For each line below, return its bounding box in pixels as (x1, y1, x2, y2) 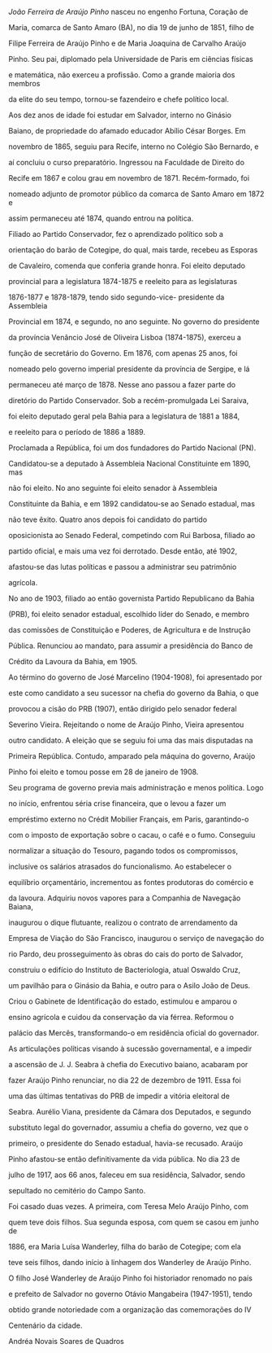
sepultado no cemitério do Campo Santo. (8, 1186, 146, 1195)
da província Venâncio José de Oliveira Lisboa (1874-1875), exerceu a (8, 333, 242, 342)
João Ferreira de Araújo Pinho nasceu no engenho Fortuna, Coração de (8, 7, 248, 16)
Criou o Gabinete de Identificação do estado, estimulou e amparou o (8, 996, 238, 1006)
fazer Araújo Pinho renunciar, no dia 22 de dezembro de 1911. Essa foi (8, 1075, 241, 1085)
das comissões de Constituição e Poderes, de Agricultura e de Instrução (8, 625, 251, 634)
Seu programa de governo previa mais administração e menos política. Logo (8, 783, 264, 792)
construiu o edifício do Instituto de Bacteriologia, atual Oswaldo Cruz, (8, 965, 241, 974)
